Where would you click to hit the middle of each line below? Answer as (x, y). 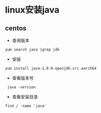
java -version (21, 87)
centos (16, 28)
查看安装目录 (25, 97)
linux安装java (32, 10)
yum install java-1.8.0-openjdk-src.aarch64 (51, 68)
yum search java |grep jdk (32, 49)
